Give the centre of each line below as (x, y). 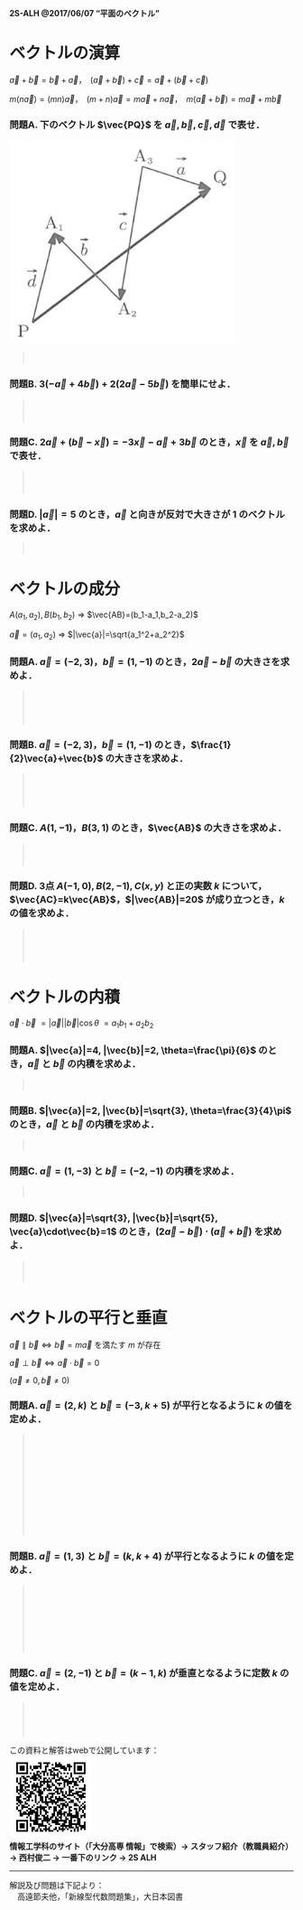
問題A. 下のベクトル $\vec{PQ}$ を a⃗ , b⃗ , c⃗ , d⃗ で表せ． (137, 125)
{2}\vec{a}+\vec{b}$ (56, 758)
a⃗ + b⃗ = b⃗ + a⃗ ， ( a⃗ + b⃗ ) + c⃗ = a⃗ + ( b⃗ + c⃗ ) (109, 80)
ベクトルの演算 (65, 53)
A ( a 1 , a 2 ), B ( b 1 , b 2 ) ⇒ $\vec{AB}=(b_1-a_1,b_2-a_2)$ (104, 615)
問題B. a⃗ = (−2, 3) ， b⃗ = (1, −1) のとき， (100, 744)
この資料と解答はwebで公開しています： (84, 1750)
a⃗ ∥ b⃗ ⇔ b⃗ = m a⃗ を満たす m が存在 (85, 1344)
